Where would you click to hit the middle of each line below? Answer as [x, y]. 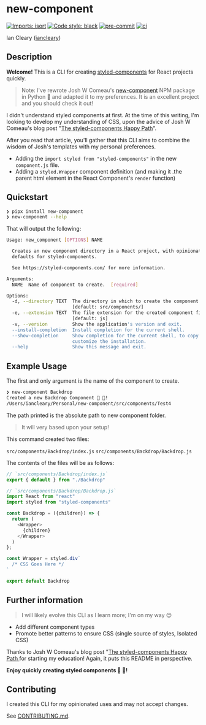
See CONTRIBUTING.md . [38, 716]
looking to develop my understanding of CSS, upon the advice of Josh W [98, 121]
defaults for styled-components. [55, 257]
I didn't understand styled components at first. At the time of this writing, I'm [103, 115]
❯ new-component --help [37, 217]
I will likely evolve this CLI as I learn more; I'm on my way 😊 [97, 615]
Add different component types [55, 627]
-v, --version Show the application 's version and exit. [97, 324]
